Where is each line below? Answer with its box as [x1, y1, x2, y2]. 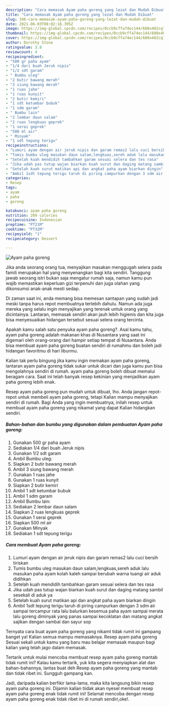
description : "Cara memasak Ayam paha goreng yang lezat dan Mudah [6, 7, 150, 13]
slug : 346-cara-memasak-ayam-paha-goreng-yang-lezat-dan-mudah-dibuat [6, 17, 156, 22]
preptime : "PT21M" [6, 222, 44, 227]
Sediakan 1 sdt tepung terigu [13, 530, 72, 536]
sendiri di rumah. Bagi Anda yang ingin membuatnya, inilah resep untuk [6, 399, 153, 405]
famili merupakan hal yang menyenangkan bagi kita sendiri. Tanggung [6, 270, 151, 276]
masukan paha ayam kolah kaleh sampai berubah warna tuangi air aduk [13, 570, 161, 576]
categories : [6, 175, 31, 181]
